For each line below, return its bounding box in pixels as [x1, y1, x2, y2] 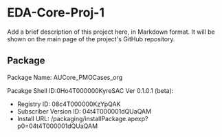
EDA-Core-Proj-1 [7, 5, 105, 21]
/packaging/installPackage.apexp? [50, 114, 148, 123]
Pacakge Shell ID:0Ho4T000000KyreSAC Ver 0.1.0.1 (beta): [7, 86, 174, 94]
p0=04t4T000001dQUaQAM [16, 122, 98, 130]
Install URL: [16, 114, 49, 123]
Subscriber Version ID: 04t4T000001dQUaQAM [16, 107, 152, 115]
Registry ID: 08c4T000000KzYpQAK [16, 100, 121, 108]
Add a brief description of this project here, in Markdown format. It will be [7, 28, 215, 36]
